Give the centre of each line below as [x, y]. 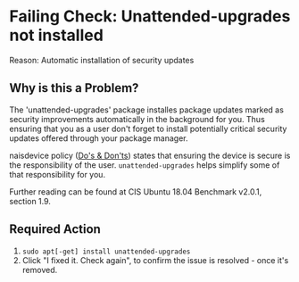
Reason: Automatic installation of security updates [102, 60]
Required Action [55, 229]
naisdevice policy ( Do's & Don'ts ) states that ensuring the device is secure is [150, 155]
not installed [57, 35]
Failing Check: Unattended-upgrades [150, 17]
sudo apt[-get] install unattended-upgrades [106, 252]
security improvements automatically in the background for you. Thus [137, 119]
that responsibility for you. [57, 174]
